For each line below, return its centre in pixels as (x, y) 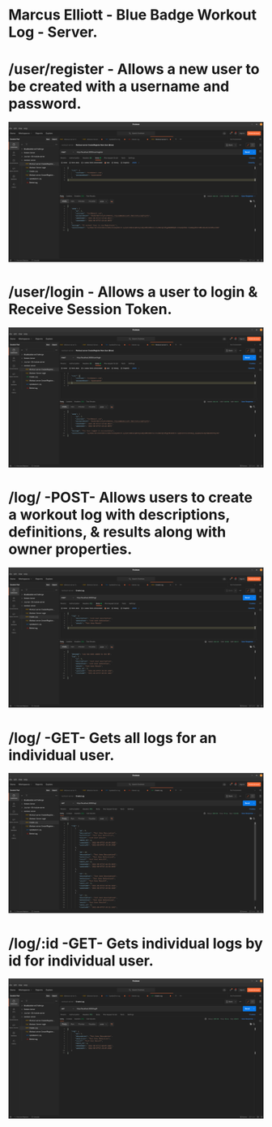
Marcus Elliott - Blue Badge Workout (133, 15)
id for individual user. (81, 961)
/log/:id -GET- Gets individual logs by (136, 943)
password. (45, 104)
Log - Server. (53, 32)
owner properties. (70, 549)
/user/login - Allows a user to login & (133, 292)
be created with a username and (119, 86)
